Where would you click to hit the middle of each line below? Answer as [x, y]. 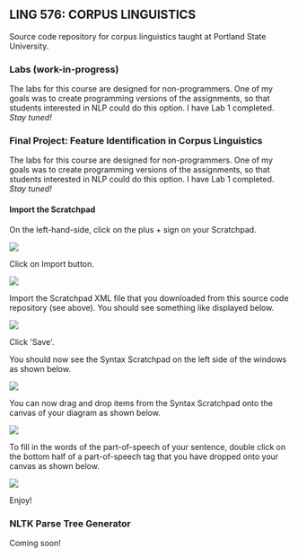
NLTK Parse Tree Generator [70, 523]
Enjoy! [21, 500]
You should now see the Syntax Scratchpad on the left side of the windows [148, 359]
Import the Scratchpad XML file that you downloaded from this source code [149, 298]
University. [29, 46]
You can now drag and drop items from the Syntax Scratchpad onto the [141, 402]
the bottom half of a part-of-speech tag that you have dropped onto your [144, 456]
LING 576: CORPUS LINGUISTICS [102, 15]
